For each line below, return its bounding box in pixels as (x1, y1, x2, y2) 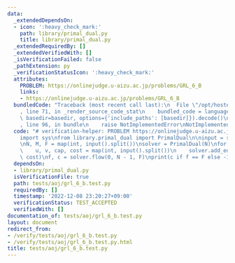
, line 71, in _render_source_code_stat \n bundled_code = (20, 108, 201, 115)
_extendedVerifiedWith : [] (13, 50, 92, 57)
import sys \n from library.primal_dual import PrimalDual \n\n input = (20, 134, 224, 141)
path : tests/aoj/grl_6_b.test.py (13, 180, 111, 187)
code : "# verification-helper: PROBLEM (13, 128, 130, 135)
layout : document (7, 219, 58, 226)
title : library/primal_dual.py (20, 36, 111, 43)
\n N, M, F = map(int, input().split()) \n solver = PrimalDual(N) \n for (20, 141, 227, 148)
